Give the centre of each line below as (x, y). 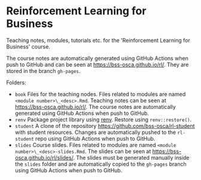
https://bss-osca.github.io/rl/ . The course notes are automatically (95, 106)
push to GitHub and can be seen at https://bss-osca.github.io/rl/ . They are (98, 65)
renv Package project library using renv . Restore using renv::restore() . (103, 119)
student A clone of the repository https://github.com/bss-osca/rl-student (105, 126)
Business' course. (28, 47)
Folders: (16, 83)
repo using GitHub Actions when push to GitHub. (95, 138)
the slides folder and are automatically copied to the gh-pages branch (100, 164)
